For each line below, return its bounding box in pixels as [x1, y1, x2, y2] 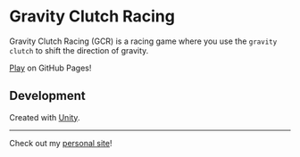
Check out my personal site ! [9, 137, 113, 148]
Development [9, 88, 87, 103]
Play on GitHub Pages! [9, 62, 92, 73]
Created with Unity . [9, 112, 80, 122]
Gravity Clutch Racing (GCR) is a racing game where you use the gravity [9, 36, 278, 46]
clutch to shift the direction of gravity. [9, 45, 149, 55]
